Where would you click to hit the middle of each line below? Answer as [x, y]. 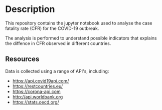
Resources [22, 59]
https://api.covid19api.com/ [41, 80]
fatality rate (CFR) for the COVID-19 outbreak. [52, 28]
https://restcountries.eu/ [38, 86]
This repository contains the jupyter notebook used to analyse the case [79, 23]
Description [30, 9]
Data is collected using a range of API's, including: [57, 71]
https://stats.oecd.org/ [36, 102]
